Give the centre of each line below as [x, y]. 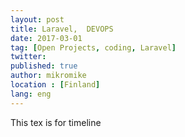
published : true [44, 66]
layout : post [37, 19]
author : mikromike [48, 76]
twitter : [28, 57]
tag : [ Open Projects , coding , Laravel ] [93, 47]
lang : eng [31, 94]
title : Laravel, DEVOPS [62, 29]
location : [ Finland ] [55, 85]
